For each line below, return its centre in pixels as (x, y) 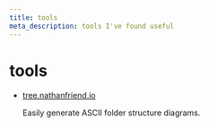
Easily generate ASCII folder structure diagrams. (111, 113)
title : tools (34, 18)
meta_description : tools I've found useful (92, 26)
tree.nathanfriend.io (59, 95)
